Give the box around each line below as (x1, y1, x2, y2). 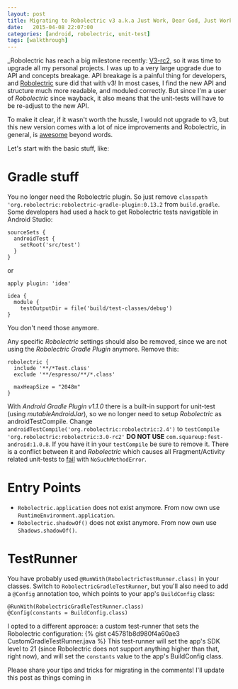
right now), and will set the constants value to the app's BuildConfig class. (7, 651, 224, 661)
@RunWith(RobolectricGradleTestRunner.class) (7, 603, 144, 610)
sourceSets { (7, 229, 46, 237)
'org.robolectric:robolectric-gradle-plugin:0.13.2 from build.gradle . (7, 200, 220, 209)
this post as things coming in (7, 673, 91, 682)
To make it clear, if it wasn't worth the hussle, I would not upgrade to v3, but (7, 115, 229, 124)
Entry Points (7, 480, 81, 496)
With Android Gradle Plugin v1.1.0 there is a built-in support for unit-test (7, 402, 215, 411)
